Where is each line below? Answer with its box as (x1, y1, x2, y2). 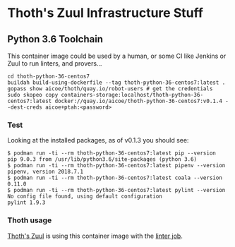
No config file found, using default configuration (7, 193, 162, 200)
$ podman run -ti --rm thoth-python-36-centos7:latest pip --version (7, 150, 217, 157)
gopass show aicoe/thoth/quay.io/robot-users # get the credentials (7, 85, 213, 92)
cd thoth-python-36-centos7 (7, 73, 90, 80)
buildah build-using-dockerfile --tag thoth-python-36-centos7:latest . (7, 79, 226, 86)
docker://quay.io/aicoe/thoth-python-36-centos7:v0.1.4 (54, 97, 222, 104)
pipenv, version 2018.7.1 (7, 168, 83, 176)
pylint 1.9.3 (7, 199, 46, 206)
